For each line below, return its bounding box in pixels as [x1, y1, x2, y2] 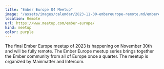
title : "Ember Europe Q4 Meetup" [5, 7, 73, 12]
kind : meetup [5, 25, 32, 30]
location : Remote [5, 16, 41, 21]
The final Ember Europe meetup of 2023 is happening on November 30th [5, 43, 152, 49]
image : [5, 12, 19, 17]
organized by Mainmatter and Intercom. [5, 59, 84, 64]
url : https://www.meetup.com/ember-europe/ [5, 20, 95, 26]
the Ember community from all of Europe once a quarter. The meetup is [5, 53, 148, 59]
